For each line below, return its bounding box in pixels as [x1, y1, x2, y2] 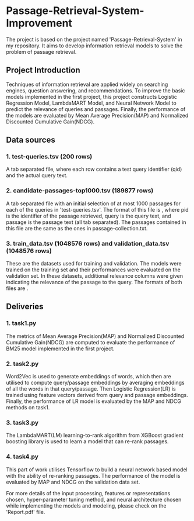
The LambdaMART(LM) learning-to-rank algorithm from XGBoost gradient [6, 432, 184, 439]
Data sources [6, 135, 55, 145]
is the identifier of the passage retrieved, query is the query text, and [6, 212, 171, 219]
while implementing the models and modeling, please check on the [6, 502, 167, 509]
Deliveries [6, 302, 44, 312]
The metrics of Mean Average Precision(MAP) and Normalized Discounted [6, 332, 185, 340]
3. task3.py [6, 418, 39, 426]
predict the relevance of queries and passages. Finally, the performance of [6, 105, 186, 112]
